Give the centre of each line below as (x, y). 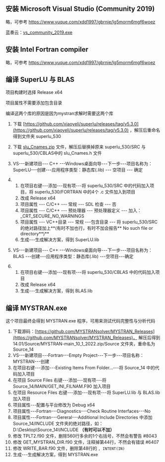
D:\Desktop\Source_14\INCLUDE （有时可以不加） (63, 430)
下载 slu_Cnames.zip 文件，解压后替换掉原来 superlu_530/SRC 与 (79, 147)
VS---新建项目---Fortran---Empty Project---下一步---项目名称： (78, 355)
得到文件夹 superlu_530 (37, 136)
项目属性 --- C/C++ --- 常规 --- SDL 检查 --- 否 (68, 204)
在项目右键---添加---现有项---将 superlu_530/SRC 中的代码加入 (85, 186)
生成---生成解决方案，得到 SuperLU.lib (60, 240)
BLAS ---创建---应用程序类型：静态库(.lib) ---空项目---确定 (73, 257)
